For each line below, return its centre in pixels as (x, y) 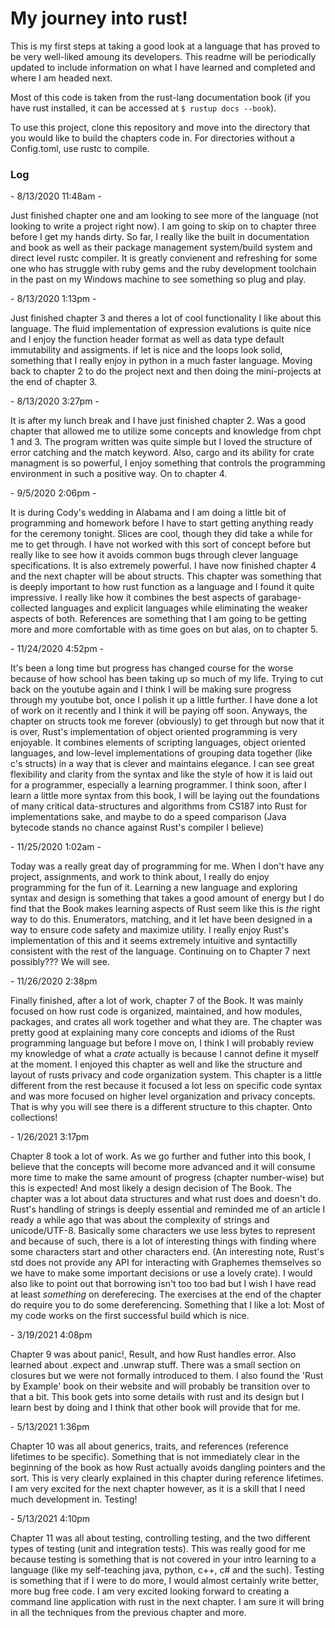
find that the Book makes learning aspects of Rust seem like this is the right (165, 909)
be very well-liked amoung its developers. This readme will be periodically (163, 56)
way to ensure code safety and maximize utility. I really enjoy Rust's (150, 930)
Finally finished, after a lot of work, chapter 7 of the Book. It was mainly (157, 1001)
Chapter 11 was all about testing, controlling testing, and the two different (160, 1538)
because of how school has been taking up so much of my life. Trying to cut (167, 679)
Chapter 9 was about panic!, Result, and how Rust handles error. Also (153, 1354)
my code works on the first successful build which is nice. (130, 1316)
